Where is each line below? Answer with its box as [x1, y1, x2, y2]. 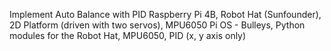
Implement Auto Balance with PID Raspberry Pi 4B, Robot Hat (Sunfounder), [9, 9, 322, 20]
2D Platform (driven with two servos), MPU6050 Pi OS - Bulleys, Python [9, 19, 306, 31]
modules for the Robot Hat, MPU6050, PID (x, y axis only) [9, 30, 247, 41]
